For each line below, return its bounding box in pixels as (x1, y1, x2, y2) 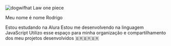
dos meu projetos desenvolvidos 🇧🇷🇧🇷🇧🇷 (5, 35, 99, 41)
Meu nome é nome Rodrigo (5, 15, 63, 20)
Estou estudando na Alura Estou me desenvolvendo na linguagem (5, 24, 144, 30)
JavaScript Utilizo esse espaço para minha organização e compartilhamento (5, 30, 166, 35)
